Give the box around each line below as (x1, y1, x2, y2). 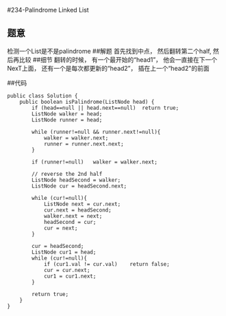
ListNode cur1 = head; (32, 249, 97, 256)
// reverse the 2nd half (32, 170, 103, 177)
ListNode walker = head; (32, 110, 103, 117)
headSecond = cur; (43, 218, 97, 225)
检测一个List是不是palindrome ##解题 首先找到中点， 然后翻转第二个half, (7, 47, 212, 55)
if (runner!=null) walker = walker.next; (32, 158, 158, 166)
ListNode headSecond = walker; (32, 177, 121, 183)
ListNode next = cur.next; (43, 201, 121, 207)
